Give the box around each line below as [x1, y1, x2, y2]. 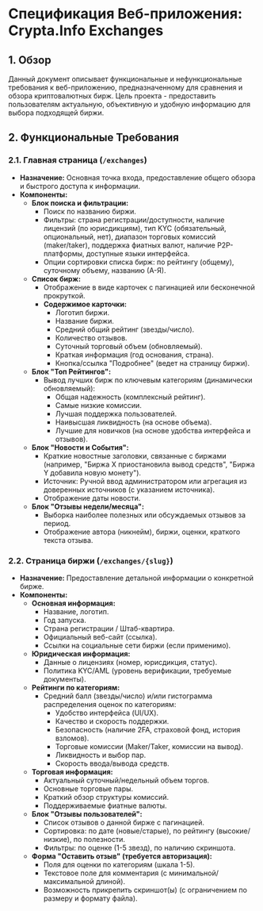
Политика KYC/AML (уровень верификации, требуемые [43, 666, 232, 675]
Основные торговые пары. [43, 783, 134, 794]
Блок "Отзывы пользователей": [31, 809, 143, 818]
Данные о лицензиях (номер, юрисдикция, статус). [43, 657, 218, 667]
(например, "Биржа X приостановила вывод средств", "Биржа [43, 459, 255, 469]
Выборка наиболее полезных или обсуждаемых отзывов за [43, 509, 246, 520]
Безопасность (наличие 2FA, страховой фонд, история [55, 725, 241, 734]
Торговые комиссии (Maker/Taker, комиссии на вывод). [55, 741, 244, 751]
